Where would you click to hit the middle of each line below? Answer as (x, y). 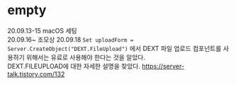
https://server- (163, 66)
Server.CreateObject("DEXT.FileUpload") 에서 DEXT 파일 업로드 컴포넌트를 (114, 48)
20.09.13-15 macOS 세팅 (42, 30)
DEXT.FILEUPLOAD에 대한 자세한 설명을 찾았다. (74, 66)
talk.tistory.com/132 (36, 74)
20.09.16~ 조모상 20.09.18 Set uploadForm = (71, 39)
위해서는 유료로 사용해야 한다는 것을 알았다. (86, 57)
